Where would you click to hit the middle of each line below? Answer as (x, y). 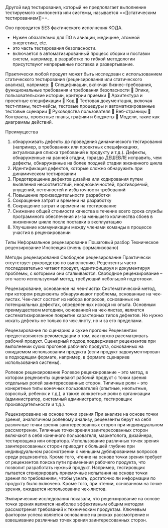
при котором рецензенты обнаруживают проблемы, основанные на (78, 294)
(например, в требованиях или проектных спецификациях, (76, 147)
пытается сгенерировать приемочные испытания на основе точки (76, 473)
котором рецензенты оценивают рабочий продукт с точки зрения (76, 378)
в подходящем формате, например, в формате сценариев (67, 357)
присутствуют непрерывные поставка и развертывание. (73, 64)
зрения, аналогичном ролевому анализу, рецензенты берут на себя (78, 419)
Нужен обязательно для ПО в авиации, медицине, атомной (76, 37)
